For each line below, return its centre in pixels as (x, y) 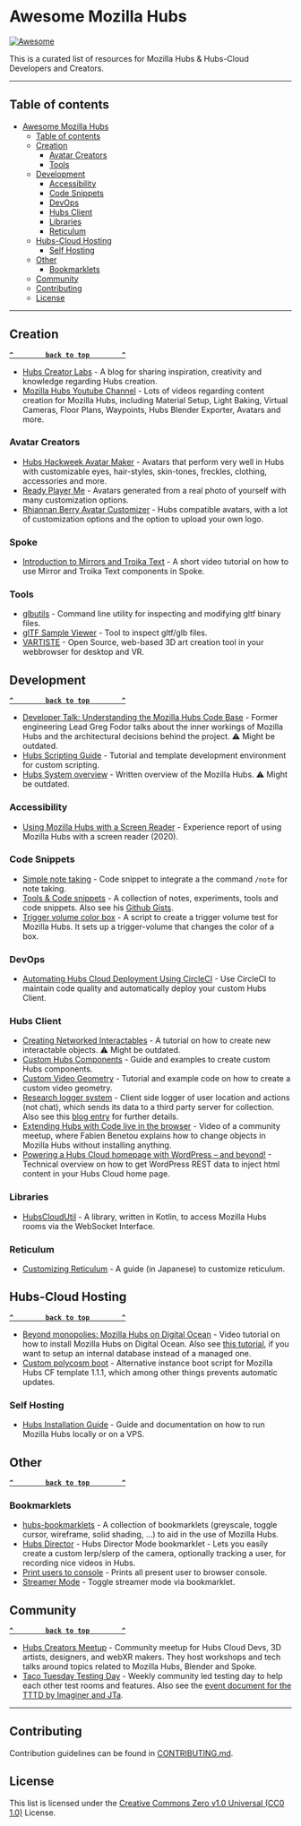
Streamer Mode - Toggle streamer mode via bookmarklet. (129, 1582)
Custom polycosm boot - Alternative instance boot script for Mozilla (147, 1363)
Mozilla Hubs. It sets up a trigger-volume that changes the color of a (148, 926)
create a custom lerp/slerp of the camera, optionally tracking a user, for (154, 1554)
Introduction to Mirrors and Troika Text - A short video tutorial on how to (155, 562)
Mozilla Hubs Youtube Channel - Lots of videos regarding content (143, 391)
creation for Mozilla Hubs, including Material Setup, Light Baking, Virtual (155, 400)
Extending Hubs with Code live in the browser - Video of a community (151, 1126)
